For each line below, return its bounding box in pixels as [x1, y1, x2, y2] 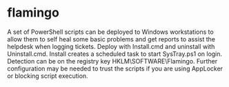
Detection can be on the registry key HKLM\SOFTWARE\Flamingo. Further [7, 57, 218, 65]
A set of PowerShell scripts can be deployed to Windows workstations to [7, 28, 214, 36]
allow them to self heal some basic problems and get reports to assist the [7, 35, 216, 43]
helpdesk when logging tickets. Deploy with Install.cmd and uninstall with [7, 42, 215, 50]
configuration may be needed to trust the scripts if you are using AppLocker [7, 64, 223, 72]
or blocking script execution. [7, 71, 88, 80]
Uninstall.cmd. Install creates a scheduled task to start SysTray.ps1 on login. [7, 50, 223, 58]
